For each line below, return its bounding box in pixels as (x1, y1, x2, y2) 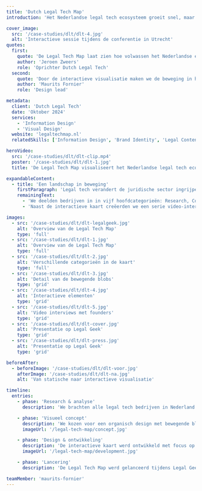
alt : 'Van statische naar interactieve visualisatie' (17, 377, 155, 383)
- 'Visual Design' (17, 126, 63, 132)
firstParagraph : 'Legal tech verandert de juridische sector (17, 187, 173, 193)
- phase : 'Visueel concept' (17, 415, 87, 421)
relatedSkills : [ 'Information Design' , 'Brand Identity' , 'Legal (11, 137, 179, 143)
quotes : (6, 42, 26, 48)
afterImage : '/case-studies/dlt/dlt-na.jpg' (17, 371, 130, 377)
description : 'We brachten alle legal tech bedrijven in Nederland (22, 404, 195, 410)
